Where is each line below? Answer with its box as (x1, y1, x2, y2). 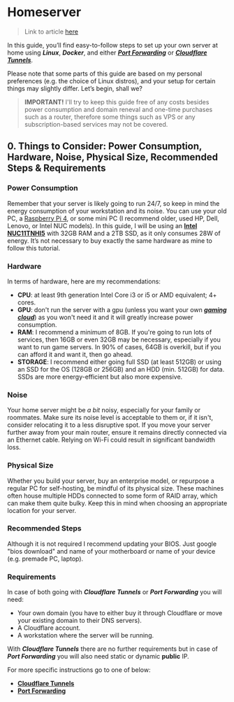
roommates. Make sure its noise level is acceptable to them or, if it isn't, (7, 414, 213, 422)
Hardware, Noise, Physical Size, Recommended (7, 151, 219, 163)
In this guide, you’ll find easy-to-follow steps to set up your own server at (7, 41, 219, 49)
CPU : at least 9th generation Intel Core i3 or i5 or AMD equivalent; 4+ (17, 290, 217, 299)
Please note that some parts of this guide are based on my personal (7, 69, 203, 78)
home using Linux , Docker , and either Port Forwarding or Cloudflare (7, 48, 207, 57)
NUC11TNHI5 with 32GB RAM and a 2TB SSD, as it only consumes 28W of (7, 229, 221, 237)
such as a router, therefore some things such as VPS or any (24, 113, 196, 121)
